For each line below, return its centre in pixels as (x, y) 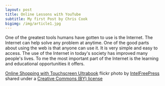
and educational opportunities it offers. (45, 64)
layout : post (19, 10)
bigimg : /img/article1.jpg (33, 23)
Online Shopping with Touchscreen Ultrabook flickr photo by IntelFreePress (82, 73)
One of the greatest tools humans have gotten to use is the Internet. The (79, 38)
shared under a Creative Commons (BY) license (54, 79)
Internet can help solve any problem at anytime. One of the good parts (77, 43)
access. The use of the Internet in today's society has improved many (77, 53)
